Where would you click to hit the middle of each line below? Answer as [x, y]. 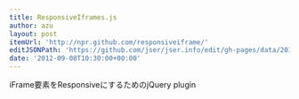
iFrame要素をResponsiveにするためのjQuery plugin [103, 84]
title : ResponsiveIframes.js [63, 17]
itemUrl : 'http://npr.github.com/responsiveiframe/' [109, 42]
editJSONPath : [36, 50]
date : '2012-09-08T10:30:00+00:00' [75, 58]
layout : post [33, 34]
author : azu [31, 26]
